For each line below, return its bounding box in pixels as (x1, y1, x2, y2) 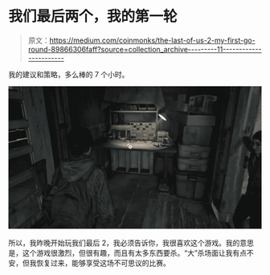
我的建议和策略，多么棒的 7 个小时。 (8, 69, 129, 79)
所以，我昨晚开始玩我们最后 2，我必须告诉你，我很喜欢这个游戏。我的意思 (8, 238, 255, 248)
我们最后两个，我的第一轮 (8, 7, 178, 26)
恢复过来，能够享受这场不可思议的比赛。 (35, 258, 170, 268)
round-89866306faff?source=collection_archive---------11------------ (27, 44, 262, 54)
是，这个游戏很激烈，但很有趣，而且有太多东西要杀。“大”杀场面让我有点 (8, 248, 247, 258)
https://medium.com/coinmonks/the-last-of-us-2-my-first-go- (49, 35, 256, 45)
